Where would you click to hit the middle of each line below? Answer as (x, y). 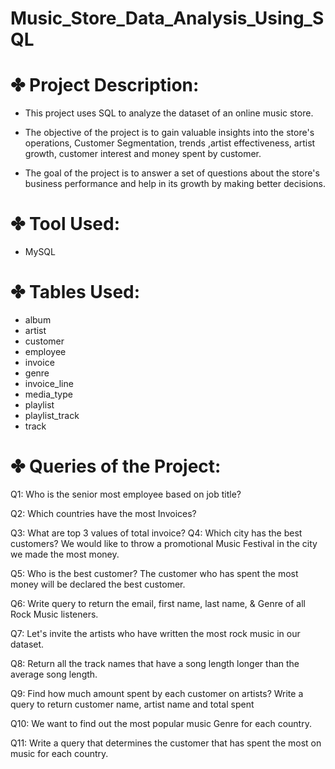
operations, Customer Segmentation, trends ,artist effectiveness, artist (170, 143)
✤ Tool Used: (65, 224)
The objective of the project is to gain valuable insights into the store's (169, 133)
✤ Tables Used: (75, 292)
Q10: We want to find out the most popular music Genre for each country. (161, 723)
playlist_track (52, 415)
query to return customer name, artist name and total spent (132, 704)
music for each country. (59, 753)
